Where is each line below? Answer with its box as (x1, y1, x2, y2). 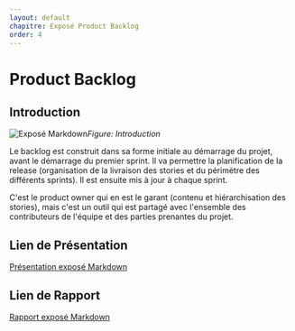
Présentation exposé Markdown (9, 262, 128, 272)
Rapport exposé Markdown (9, 312, 111, 322)
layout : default (9, 13, 70, 23)
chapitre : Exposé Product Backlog (9, 22, 140, 31)
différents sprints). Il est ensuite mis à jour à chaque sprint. (9, 175, 228, 186)
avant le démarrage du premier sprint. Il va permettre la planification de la (9, 155, 283, 167)
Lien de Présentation (9, 237, 128, 253)
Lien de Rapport (9, 288, 101, 303)
